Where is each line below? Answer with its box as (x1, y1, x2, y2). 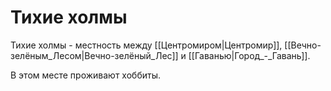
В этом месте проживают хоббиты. (10, 69, 161, 81)
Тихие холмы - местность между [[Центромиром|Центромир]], (10, 39, 283, 51)
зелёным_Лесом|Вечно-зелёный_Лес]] (10, 49, 179, 61)
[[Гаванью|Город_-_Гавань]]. (188, 49, 311, 61)
